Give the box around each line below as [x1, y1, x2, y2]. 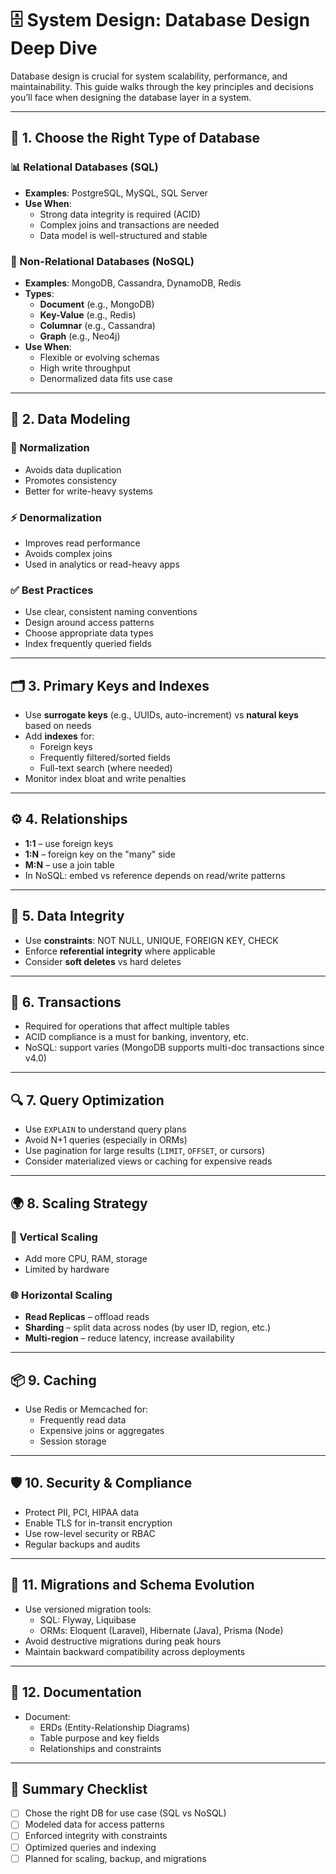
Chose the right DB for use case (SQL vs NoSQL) [24, 1807, 227, 1819]
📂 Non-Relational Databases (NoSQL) [10, 254, 195, 268]
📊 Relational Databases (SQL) [10, 160, 159, 174]
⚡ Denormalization [10, 510, 102, 524]
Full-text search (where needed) [39, 762, 173, 774]
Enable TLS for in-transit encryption [24, 1517, 173, 1529]
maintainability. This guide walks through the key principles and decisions [10, 80, 314, 92]
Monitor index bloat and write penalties [24, 773, 187, 785]
